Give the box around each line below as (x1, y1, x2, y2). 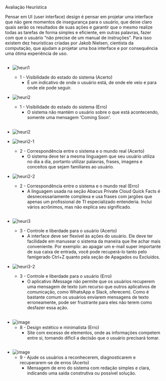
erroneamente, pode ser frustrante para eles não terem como (27, 299, 152, 305)
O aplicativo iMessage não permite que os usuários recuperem (27, 279, 155, 285)
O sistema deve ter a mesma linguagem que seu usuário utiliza (27, 153, 155, 159)
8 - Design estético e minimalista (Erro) (19, 324, 100, 330)
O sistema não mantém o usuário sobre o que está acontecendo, (27, 109, 159, 115)
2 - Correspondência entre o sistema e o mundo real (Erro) (19, 183, 140, 189)
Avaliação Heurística (5, 4, 47, 10)
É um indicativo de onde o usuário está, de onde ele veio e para (27, 80, 157, 85)
